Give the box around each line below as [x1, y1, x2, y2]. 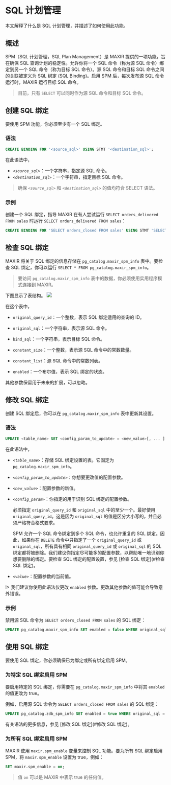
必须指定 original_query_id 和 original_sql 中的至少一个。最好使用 [12, 506, 156, 513]
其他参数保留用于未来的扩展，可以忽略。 [5, 379, 90, 385]
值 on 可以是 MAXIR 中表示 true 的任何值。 [17, 774, 106, 780]
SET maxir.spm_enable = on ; [5, 765, 65, 770]
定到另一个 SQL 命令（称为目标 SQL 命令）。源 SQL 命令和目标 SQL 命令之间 [5, 66, 164, 72]
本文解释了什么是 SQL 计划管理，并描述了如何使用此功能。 [5, 22, 128, 29]
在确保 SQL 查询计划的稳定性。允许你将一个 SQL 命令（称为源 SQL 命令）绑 [5, 60, 164, 66]
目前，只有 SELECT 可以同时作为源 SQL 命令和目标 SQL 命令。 [17, 90, 146, 96]
